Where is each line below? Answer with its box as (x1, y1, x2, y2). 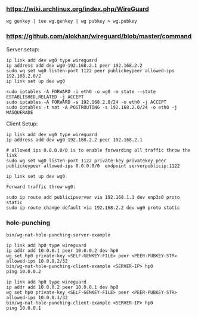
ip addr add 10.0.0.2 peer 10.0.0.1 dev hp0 (6, 284, 119, 290)
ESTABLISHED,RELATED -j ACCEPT (6, 94, 84, 100)
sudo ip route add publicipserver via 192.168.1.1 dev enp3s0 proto (6, 194, 180, 200)
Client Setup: (6, 120, 38, 127)
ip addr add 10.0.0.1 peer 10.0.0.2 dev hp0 (6, 247, 119, 254)
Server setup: (6, 45, 40, 53)
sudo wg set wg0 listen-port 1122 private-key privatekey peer (6, 158, 167, 164)
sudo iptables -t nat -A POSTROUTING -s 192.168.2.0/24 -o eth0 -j (6, 104, 178, 110)
